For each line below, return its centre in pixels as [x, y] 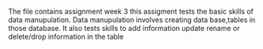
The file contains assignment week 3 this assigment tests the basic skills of [131, 11]
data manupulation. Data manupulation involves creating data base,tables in [132, 20]
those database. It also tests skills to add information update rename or [124, 28]
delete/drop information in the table [66, 36]
